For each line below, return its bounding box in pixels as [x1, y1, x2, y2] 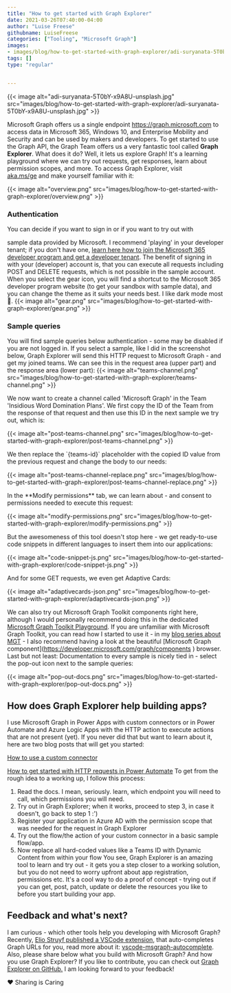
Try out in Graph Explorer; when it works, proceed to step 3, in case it [16, 802, 214, 811]
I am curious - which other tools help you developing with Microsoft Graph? [7, 928, 221, 937]
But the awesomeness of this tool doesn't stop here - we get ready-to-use [7, 533, 218, 541]
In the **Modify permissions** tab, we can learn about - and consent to [7, 492, 212, 500]
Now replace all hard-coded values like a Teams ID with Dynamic [16, 846, 201, 855]
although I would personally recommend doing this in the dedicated [7, 616, 199, 624]
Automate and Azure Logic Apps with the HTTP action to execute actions [7, 726, 214, 734]
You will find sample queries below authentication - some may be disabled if [7, 337, 223, 345]
